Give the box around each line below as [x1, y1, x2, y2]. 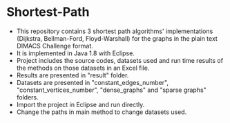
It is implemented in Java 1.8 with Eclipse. [16, 49, 135, 57]
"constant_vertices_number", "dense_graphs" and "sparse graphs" [16, 86, 207, 94]
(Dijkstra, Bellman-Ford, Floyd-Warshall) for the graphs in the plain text [16, 34, 218, 42]
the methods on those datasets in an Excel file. [16, 64, 150, 72]
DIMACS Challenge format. [16, 41, 94, 50]
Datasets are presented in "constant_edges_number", [16, 78, 169, 86]
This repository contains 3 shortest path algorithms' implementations [16, 27, 213, 35]
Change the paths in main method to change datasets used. [16, 108, 187, 116]
